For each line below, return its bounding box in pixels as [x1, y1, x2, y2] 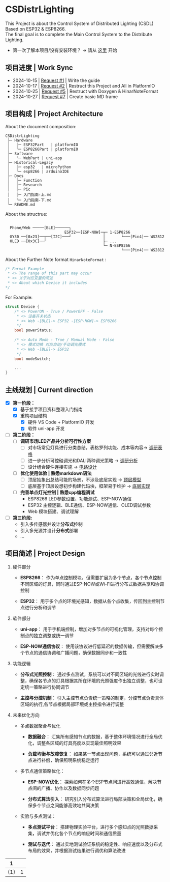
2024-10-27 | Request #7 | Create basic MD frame [12, 93, 118, 100]
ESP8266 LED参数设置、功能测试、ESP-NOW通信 [27, 495, 132, 502]
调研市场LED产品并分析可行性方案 [20, 438, 91, 444]
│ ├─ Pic [7, 187, 30, 192]
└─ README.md [7, 202, 36, 207]
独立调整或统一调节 [33, 632, 74, 638]
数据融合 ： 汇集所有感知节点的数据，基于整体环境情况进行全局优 [27, 733, 163, 739]
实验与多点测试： [20, 813, 56, 819]
